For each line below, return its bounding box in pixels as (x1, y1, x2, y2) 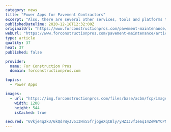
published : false (5, 50, 42, 55)
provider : (5, 59, 26, 64)
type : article (5, 36, 36, 41)
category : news (5, 7, 38, 13)
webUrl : (5, 31, 22, 36)
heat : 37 (5, 45, 24, 50)
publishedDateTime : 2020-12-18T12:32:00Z (5, 21, 95, 27)
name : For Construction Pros (10, 64, 72, 69)
